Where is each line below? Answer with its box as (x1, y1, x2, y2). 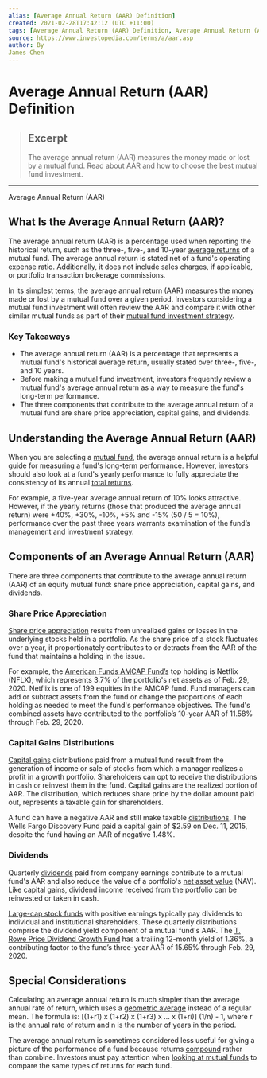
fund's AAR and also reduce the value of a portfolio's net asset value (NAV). (8, 876, 257, 885)
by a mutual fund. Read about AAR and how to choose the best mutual (27, 161, 258, 170)
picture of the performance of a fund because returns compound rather (8, 1044, 243, 1054)
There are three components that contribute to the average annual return (8, 570, 247, 581)
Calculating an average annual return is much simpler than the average (8, 995, 240, 1005)
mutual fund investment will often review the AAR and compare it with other (8, 302, 256, 312)
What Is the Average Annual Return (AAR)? (8, 216, 225, 229)
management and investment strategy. (8, 527, 134, 536)
